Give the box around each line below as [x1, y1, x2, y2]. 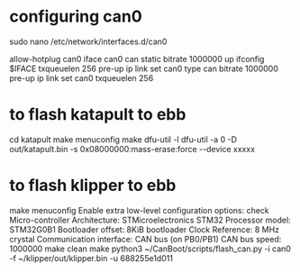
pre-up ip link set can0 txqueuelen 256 [9, 72, 154, 83]
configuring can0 [9, 6, 142, 27]
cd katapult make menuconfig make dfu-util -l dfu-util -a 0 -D [9, 133, 237, 145]
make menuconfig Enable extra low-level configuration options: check [9, 204, 270, 215]
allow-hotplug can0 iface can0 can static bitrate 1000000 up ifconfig [9, 53, 265, 64]
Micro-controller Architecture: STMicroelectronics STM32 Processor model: [9, 214, 291, 225]
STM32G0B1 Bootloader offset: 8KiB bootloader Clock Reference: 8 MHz [9, 223, 280, 235]
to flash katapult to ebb [9, 104, 186, 125]
